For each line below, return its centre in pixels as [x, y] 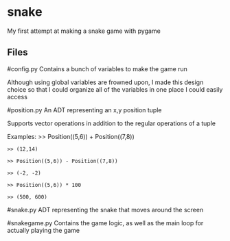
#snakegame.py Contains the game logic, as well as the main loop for [105, 223]
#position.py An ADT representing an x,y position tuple [84, 110]
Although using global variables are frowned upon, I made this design [105, 82]
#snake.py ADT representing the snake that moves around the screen [105, 210]
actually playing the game [44, 230]
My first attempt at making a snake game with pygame [84, 31]
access [17, 97]
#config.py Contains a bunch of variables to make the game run [97, 68]
